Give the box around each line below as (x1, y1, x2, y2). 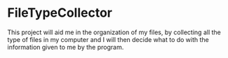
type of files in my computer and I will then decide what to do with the (7, 35, 209, 43)
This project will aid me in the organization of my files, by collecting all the (7, 28, 221, 36)
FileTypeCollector (7, 5, 112, 21)
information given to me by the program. (7, 43, 124, 51)
